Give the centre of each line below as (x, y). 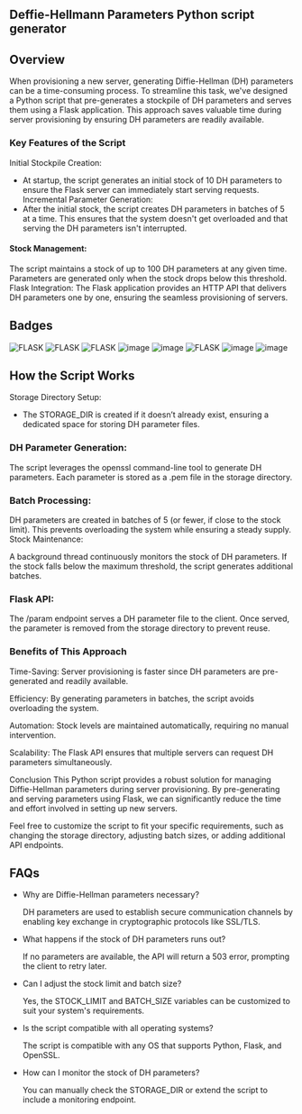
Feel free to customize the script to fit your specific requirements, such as (146, 826)
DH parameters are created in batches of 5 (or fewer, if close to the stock (145, 520)
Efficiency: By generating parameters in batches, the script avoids (132, 699)
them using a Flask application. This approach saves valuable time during (146, 110)
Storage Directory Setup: (55, 397)
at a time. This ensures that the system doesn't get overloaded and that (155, 218)
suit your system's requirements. (83, 1011)
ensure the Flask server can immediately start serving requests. (141, 189)
